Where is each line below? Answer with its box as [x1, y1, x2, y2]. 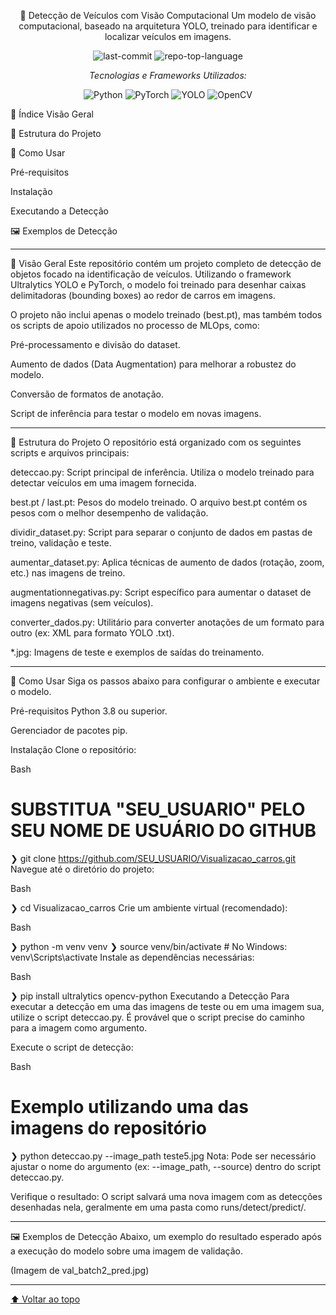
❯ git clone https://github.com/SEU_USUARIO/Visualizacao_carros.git [10, 852, 297, 864]
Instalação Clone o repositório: [10, 744, 137, 755]
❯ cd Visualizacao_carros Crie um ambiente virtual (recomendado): [10, 901, 288, 914]
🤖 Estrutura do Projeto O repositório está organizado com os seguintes [10, 436, 302, 448]
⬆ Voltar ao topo [10, 1293, 81, 1305]
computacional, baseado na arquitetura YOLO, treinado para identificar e [18, 20, 318, 32]
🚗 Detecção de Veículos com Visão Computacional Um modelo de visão [19, 10, 317, 21]
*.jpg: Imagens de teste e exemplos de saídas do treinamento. [10, 646, 265, 658]
